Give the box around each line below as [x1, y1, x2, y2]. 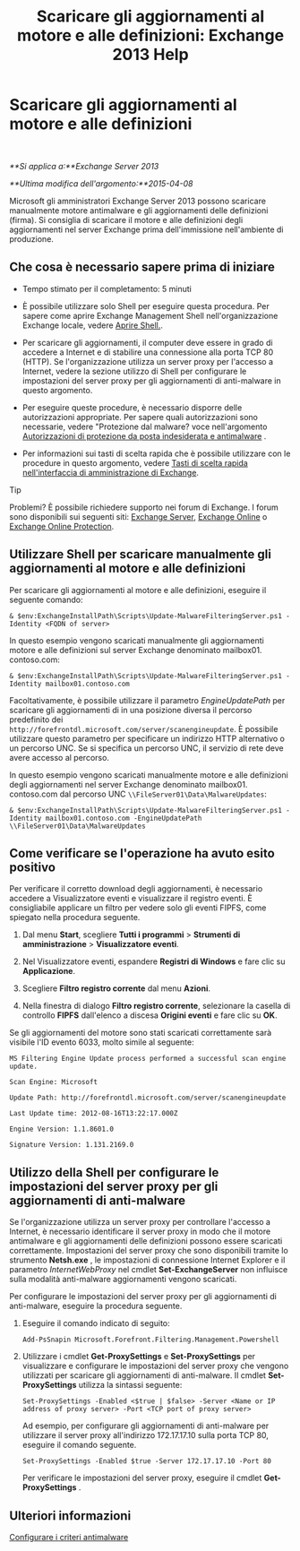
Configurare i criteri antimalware [9, 1532, 129, 1542]
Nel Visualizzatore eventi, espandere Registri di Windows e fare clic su [21, 956, 286, 967]
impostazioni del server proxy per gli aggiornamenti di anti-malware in [21, 375, 282, 386]
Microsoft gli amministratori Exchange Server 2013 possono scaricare [9, 195, 267, 206]
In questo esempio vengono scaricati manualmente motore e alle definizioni [9, 769, 288, 780]
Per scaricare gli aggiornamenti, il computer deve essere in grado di [21, 337, 273, 348]
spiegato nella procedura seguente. [9, 912, 141, 923]
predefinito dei [9, 714, 64, 725]
